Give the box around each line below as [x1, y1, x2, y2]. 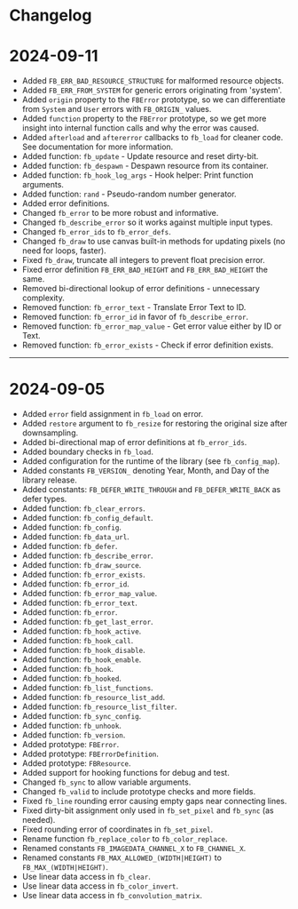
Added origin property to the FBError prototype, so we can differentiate [21, 94, 286, 105]
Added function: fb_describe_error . [21, 550, 153, 561]
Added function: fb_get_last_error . [21, 617, 153, 627]
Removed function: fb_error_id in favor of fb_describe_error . [21, 312, 249, 323]
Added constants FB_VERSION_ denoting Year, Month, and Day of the [21, 466, 270, 476]
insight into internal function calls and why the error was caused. [21, 123, 259, 133]
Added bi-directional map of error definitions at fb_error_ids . [21, 437, 247, 448]
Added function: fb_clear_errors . [21, 503, 146, 514]
